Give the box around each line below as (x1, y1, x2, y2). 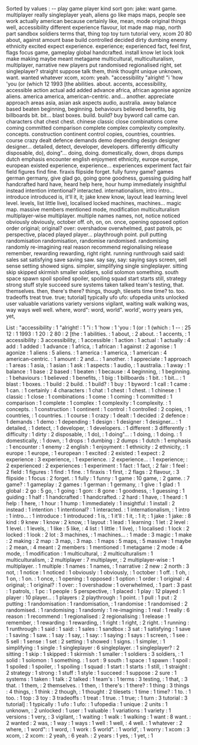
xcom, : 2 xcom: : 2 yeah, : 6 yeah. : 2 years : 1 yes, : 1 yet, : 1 (6, 732, 153, 739)
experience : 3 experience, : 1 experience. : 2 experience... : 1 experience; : (6, 456, 188, 463)
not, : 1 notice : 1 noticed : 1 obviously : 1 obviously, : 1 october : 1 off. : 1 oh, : (6, 569, 190, 575)
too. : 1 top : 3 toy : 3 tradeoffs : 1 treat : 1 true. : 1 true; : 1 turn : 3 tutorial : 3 (6, 694, 188, 701)
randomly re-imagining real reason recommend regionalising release (6, 243, 173, 250)
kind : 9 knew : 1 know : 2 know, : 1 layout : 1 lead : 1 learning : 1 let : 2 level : (6, 519, 189, 525)
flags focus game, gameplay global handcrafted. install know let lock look (6, 49, 184, 56)
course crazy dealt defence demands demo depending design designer (6, 137, 180, 144)
